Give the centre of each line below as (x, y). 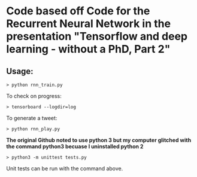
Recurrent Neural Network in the (89, 24)
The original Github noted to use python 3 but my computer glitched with (99, 140)
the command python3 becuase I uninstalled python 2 (75, 147)
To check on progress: (34, 96)
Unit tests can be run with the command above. (65, 168)
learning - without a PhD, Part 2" (88, 49)
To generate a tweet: (32, 118)
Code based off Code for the (78, 11)
